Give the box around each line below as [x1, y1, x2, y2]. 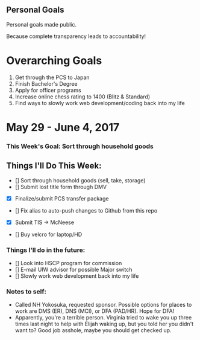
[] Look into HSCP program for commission [14, 260, 122, 267]
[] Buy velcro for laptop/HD [14, 231, 83, 238]
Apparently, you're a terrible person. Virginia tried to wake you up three [14, 314, 192, 321]
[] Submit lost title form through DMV [14, 183, 107, 190]
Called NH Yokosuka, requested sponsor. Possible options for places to [14, 301, 192, 309]
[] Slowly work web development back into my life [14, 272, 139, 280]
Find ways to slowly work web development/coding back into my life [14, 99, 185, 106]
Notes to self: [6, 287, 47, 296]
